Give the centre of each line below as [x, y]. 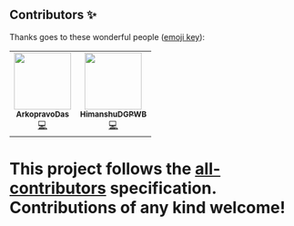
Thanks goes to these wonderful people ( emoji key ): [107, 36]
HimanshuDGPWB [114, 114]
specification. [163, 188]
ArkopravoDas [43, 114]
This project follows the [101, 169]
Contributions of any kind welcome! [147, 208]
